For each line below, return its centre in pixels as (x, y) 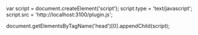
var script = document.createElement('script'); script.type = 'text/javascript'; (99, 8)
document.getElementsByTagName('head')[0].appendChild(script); (88, 26)
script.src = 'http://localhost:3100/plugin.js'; (59, 15)
